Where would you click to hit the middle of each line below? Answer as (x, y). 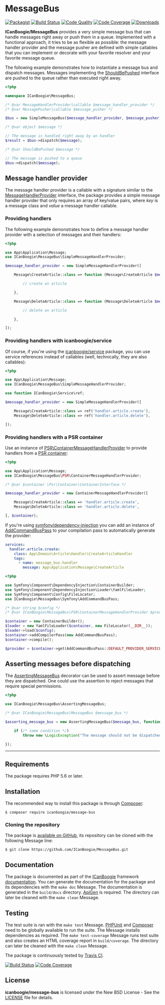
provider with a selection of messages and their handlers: (63, 234)
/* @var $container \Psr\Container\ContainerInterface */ (66, 485)
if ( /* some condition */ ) (41, 731)
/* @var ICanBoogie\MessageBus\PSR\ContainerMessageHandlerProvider (77, 613)
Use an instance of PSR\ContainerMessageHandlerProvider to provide (76, 448)
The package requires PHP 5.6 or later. (44, 776)
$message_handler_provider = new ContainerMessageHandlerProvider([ (77, 493)
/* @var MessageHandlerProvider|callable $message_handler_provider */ (80, 105)
